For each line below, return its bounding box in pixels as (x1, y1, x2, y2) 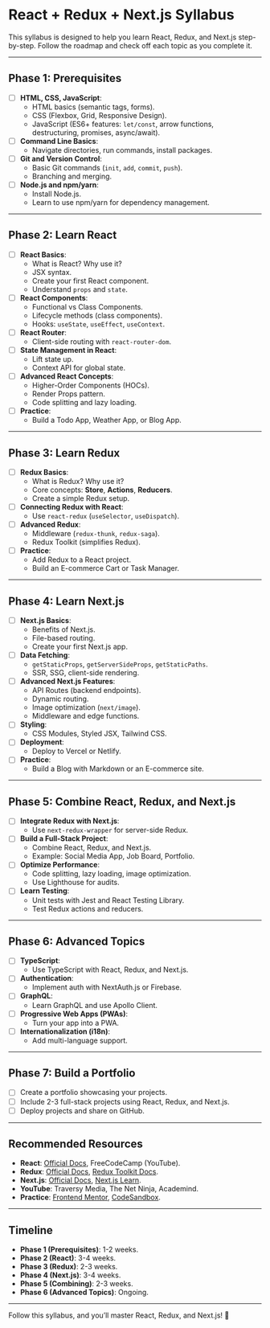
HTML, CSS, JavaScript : (19, 92, 102, 102)
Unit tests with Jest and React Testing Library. (31, 895, 185, 905)
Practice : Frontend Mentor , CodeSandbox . (19, 1192, 161, 1203)
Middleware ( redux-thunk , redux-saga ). (31, 529, 161, 539)
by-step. (8, 40, 36, 50)
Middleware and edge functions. (31, 711, 140, 721)
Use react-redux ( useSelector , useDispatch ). (31, 511, 179, 521)
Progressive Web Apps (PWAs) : (19, 1009, 129, 1019)
